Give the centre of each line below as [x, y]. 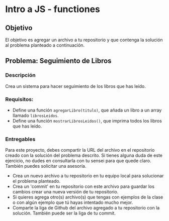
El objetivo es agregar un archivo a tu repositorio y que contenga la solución [84, 40]
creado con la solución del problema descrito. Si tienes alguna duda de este [84, 155]
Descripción [21, 75]
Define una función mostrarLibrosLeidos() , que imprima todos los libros [87, 121]
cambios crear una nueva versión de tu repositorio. [65, 192]
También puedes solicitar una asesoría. [46, 166]
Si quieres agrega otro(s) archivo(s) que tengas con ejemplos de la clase [88, 197]
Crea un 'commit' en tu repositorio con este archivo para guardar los [83, 186]
